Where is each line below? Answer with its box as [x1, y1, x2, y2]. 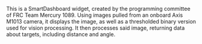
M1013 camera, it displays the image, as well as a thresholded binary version [6, 18, 197, 25]
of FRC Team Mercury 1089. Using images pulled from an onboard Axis [6, 11, 183, 19]
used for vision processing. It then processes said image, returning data [6, 24, 185, 31]
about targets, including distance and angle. [6, 31, 116, 38]
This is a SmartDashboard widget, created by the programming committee [6, 5, 191, 12]
